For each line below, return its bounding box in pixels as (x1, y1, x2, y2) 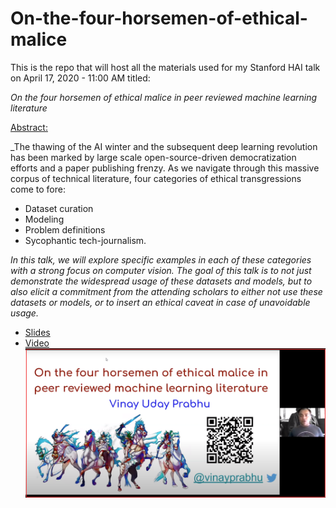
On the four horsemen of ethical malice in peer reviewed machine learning (10, 91, 318, 103)
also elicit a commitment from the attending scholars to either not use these (10, 285, 323, 297)
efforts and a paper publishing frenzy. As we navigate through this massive (10, 162, 320, 174)
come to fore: (10, 183, 66, 195)
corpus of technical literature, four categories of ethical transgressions (10, 172, 302, 184)
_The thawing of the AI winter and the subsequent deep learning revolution (10, 140, 318, 152)
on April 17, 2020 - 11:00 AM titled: (10, 72, 151, 84)
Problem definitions (24, 223, 106, 236)
